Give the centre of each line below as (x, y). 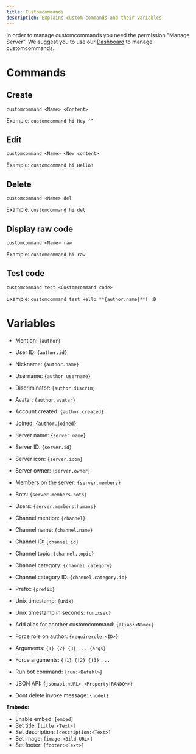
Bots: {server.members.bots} (51, 494)
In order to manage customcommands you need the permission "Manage (98, 35)
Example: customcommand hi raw (46, 254)
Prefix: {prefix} (35, 589)
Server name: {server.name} (51, 435)
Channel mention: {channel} (50, 518)
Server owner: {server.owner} (53, 470)
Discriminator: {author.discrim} (55, 388)
